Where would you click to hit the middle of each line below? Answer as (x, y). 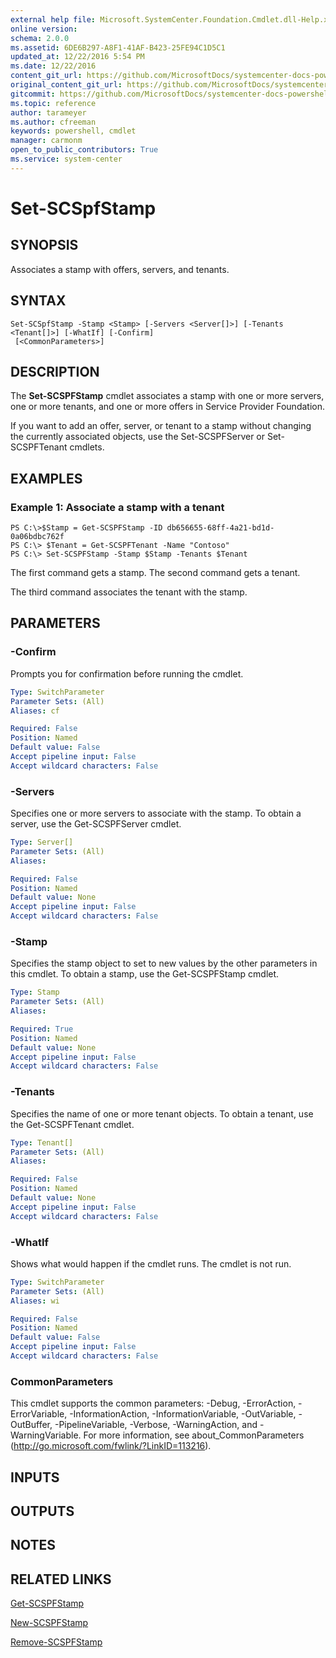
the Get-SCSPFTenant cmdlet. (72, 1124)
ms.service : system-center (66, 159)
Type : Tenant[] (42, 1142)
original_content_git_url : (66, 85)
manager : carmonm (46, 141)
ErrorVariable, (39, 1414)
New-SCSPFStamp (49, 1623)
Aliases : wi (35, 1301)
